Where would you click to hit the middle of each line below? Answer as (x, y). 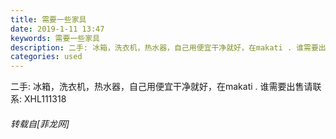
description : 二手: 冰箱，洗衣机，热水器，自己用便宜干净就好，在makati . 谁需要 (164, 47)
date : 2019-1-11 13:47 (57, 29)
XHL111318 (45, 99)
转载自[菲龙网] (40, 123)
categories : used (46, 57)
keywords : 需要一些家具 (55, 38)
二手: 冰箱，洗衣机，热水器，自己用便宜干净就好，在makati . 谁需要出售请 (161, 87)
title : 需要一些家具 (48, 19)
